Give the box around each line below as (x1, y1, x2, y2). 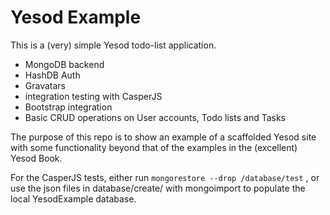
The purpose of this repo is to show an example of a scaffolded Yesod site (10, 131, 317, 143)
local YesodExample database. (10, 192, 137, 205)
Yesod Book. (10, 152, 63, 164)
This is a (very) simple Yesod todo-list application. (10, 39, 217, 51)
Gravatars (24, 79, 66, 91)
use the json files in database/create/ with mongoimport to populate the (10, 182, 306, 194)
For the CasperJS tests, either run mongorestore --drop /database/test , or (10, 171, 320, 183)
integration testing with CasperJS (24, 90, 163, 102)
